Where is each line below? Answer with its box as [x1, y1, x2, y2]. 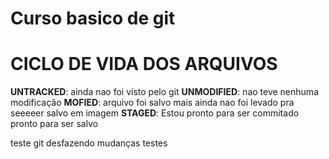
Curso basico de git [10, 7, 176, 30]
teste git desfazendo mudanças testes [10, 137, 168, 149]
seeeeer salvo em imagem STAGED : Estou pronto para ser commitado [10, 107, 300, 119]
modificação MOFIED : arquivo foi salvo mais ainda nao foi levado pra [10, 97, 295, 109]
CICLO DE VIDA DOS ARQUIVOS [10, 53, 278, 76]
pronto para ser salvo [10, 118, 99, 130]
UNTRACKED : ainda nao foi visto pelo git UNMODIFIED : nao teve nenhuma [10, 86, 319, 98]
